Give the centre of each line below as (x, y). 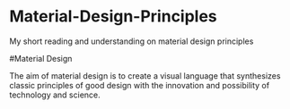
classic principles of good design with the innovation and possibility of (140, 85)
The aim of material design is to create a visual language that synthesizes (145, 75)
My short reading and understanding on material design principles (132, 41)
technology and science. (55, 95)
